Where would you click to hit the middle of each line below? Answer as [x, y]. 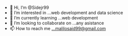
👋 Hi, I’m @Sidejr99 [29, 8]
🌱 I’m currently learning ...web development [54, 18]
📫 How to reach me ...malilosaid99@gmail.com [58, 28]
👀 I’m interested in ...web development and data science [66, 13]
